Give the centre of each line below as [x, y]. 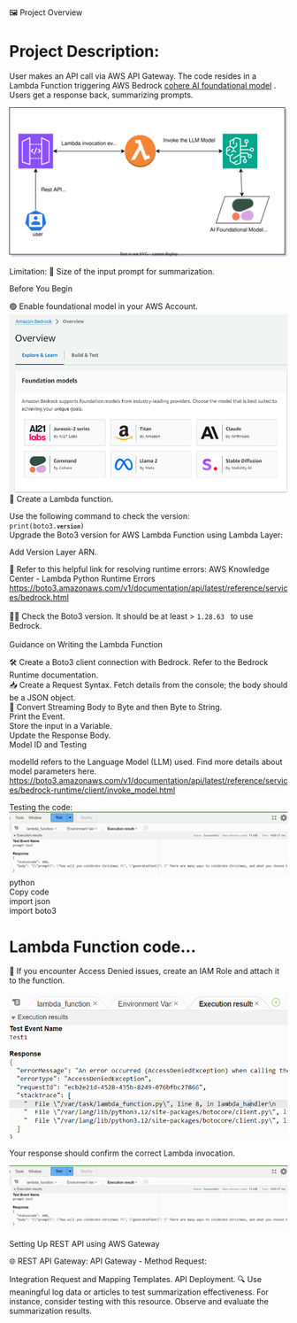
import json [30, 901]
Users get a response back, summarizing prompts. [101, 95]
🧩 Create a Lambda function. [61, 499]
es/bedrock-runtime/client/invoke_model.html [92, 790]
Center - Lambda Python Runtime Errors [83, 579]
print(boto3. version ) [47, 526]
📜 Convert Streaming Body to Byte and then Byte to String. [116, 708]
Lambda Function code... [103, 947]
